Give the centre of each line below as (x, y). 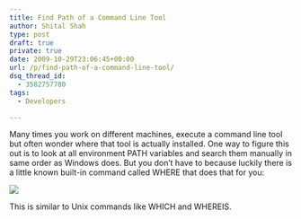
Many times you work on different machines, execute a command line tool (146, 135)
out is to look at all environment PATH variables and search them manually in (150, 153)
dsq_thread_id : (38, 76)
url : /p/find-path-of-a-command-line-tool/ (92, 68)
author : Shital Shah (48, 26)
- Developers (42, 101)
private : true (36, 51)
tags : (19, 92)
